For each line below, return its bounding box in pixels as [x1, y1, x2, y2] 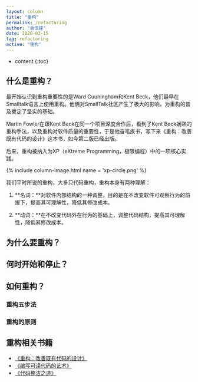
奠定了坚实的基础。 [11, 107, 58, 115]
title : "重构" [6, 14, 39, 20]
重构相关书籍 [6, 338, 53, 348]
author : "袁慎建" [6, 25, 46, 31]
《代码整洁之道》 [14, 369, 57, 376]
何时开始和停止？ [6, 259, 68, 269]
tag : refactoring [6, 36, 49, 42]
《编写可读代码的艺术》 [14, 362, 72, 369]
